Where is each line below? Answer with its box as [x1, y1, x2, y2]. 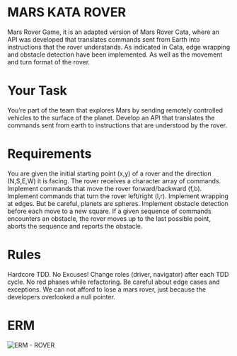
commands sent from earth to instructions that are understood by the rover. [7, 121, 228, 130]
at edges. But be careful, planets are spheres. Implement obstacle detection [7, 199, 229, 207]
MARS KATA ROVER [7, 4, 126, 21]
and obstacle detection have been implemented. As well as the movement [7, 50, 223, 59]
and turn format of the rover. [7, 57, 91, 66]
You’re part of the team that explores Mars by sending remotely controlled [7, 105, 223, 114]
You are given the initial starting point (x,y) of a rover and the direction [7, 169, 212, 178]
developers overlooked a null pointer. [7, 292, 115, 301]
